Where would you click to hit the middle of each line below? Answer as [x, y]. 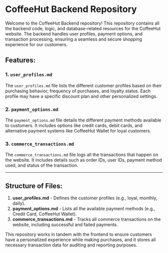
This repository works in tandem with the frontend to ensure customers [79, 234]
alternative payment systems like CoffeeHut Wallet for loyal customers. [78, 131]
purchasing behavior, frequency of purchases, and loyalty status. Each [78, 91]
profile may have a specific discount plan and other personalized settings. [81, 96]
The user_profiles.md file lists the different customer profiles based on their [83, 85]
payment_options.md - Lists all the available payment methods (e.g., [84, 209]
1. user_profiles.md [29, 75]
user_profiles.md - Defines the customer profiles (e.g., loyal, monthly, [85, 198]
